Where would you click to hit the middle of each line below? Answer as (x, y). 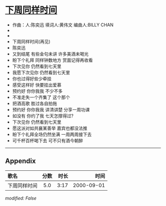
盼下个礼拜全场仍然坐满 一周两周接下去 (52, 134)
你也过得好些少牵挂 (32, 78)
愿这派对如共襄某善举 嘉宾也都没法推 (50, 128)
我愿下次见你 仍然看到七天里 (41, 72)
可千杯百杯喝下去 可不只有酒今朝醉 (47, 140)
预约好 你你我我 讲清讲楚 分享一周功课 (51, 109)
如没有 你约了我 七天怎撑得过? (43, 116)
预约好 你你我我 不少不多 (37, 91)
